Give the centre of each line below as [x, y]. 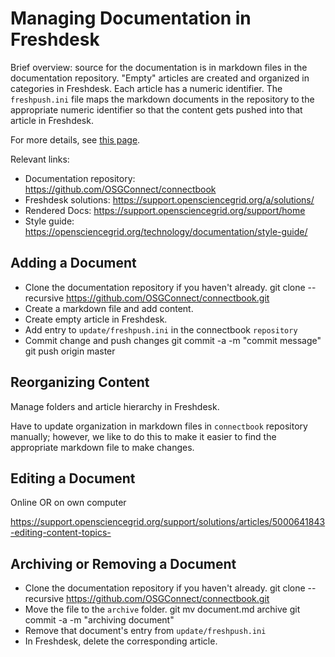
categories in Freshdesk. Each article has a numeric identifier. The [146, 88]
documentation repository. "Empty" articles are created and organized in [160, 78]
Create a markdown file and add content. [109, 308]
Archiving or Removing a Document [123, 563]
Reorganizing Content [80, 382]
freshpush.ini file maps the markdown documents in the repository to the [162, 99]
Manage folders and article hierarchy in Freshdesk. [115, 406]
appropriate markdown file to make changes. [102, 447]
